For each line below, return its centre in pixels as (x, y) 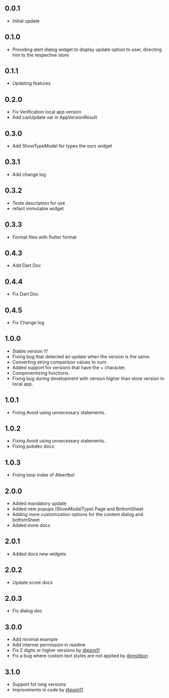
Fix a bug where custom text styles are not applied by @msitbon (80, 656)
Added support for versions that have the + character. (69, 368)
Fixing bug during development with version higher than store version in (88, 378)
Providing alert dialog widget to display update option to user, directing (87, 49)
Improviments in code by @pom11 (47, 690)
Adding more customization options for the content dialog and (78, 514)
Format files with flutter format (44, 237)
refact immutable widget (38, 208)
